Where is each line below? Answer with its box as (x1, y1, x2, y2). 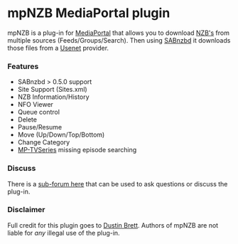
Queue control (17, 108, 60, 117)
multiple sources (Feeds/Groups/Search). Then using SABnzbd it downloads (7, 36, 231, 44)
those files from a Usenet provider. (7, 43, 109, 52)
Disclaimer (7, 205, 45, 215)
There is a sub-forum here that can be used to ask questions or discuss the (7, 179, 228, 188)
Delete (17, 115, 38, 124)
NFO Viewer (17, 100, 53, 109)
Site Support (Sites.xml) (17, 85, 87, 94)
